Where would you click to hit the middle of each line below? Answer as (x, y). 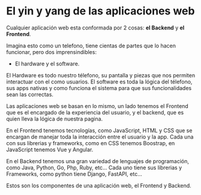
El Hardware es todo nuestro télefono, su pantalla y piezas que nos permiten (101, 75)
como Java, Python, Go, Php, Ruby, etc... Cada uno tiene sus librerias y (94, 167)
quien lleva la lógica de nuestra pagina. (55, 119)
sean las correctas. (30, 94)
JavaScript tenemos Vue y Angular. (50, 149)
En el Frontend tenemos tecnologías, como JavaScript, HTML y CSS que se (99, 130)
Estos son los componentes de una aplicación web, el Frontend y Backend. (99, 185)
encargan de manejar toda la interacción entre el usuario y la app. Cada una (100, 137)
